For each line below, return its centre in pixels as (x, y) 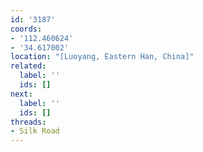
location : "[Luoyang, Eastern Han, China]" (102, 57)
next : (21, 94)
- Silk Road (35, 131)
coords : (26, 29)
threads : (28, 122)
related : (28, 66)
